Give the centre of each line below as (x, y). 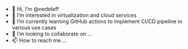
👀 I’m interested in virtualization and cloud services (74, 15)
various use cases (34, 27)
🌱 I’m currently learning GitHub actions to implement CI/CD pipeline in (97, 21)
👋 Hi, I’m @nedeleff (35, 9)
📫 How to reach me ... (39, 40)
